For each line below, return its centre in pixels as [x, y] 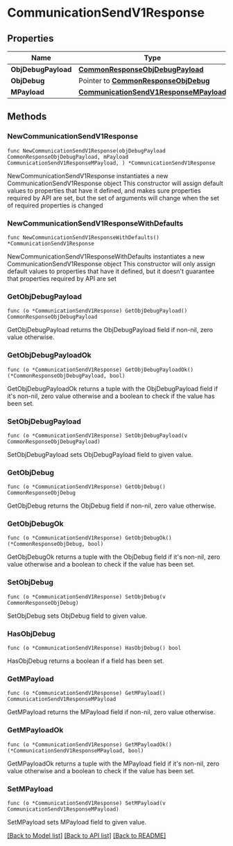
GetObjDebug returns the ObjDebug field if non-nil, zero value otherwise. [112, 506]
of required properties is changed [55, 205]
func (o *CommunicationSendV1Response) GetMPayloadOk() [89, 744]
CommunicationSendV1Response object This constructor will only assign [111, 264]
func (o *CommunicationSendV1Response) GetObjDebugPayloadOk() [101, 370]
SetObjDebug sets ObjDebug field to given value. [77, 616]
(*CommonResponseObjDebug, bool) [55, 544]
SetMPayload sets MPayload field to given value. [77, 822]
